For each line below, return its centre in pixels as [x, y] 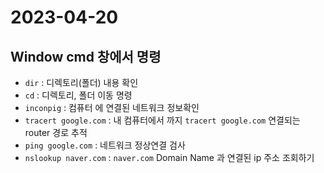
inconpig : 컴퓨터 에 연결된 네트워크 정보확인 [112, 107]
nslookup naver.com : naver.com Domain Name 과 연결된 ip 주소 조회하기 [169, 157]
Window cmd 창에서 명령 [86, 56]
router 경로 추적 [56, 132]
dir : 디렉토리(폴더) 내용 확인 [81, 82]
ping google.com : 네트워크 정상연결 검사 [105, 145]
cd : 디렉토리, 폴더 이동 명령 [78, 95]
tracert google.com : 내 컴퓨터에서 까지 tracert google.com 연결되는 [162, 120]
